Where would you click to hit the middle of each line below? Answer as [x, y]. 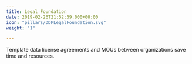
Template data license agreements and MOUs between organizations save [96, 50]
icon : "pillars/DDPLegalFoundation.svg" [56, 22]
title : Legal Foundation [36, 11]
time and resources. [30, 56]
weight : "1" [21, 28]
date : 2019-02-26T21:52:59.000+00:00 [52, 17]
